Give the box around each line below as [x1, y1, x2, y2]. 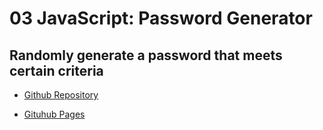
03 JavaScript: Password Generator [9, 7, 313, 30]
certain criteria [9, 62, 104, 79]
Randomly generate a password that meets [9, 47, 283, 64]
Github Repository [23, 89, 99, 101]
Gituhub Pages [23, 108, 86, 120]
